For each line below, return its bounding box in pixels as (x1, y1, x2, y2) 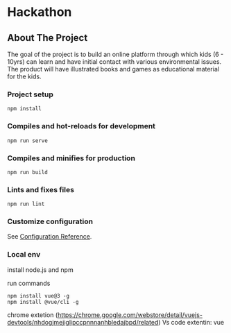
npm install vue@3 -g (7, 292, 70, 299)
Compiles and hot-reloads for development (7, 121, 156, 131)
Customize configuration (7, 216, 94, 226)
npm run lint (7, 200, 45, 208)
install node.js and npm (7, 265, 74, 274)
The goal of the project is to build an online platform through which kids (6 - (7, 50, 224, 58)
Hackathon (7, 4, 72, 20)
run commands (7, 279, 51, 287)
